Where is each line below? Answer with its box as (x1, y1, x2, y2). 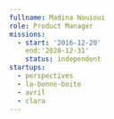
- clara (17, 96, 46, 106)
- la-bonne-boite (17, 80, 82, 89)
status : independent (25, 55, 102, 64)
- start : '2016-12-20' (17, 38, 102, 47)
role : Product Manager (9, 21, 94, 30)
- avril (17, 88, 46, 97)
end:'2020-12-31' (25, 47, 90, 55)
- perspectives (17, 72, 74, 81)
